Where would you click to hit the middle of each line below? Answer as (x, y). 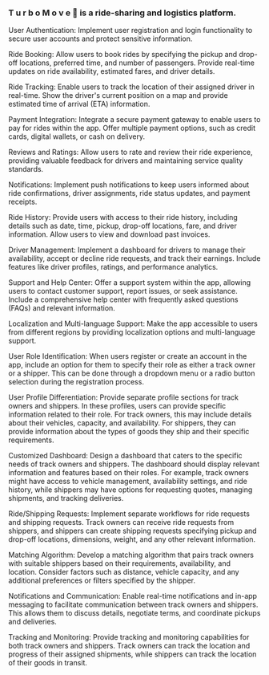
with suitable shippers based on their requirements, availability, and (119, 563)
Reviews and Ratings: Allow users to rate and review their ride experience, (131, 152)
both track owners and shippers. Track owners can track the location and (129, 646)
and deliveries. (33, 622)
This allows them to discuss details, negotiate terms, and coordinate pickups (134, 613)
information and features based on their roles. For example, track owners (129, 473)
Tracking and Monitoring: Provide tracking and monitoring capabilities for (129, 637)
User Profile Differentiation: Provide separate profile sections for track (123, 397)
